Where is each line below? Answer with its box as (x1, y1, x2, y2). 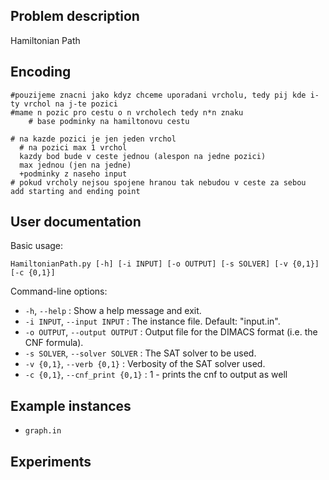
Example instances (10, 397, 132, 414)
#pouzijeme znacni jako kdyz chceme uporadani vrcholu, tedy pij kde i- (10, 90, 320, 100)
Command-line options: (10, 285, 108, 298)
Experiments (10, 453, 92, 470)
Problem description (10, 8, 140, 25)
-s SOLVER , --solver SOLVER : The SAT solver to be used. (24, 347, 257, 359)
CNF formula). (24, 337, 84, 349)
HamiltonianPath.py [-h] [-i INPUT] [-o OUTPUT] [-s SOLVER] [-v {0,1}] (10, 259, 320, 269)
